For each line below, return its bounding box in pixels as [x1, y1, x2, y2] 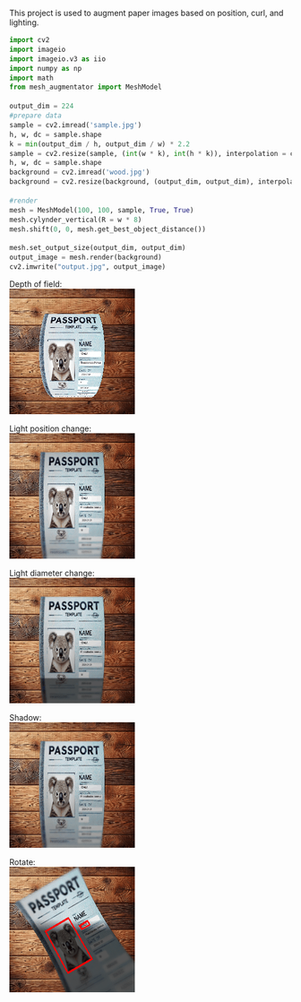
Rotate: [9, 856, 36, 868]
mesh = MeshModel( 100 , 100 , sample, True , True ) [9, 205, 194, 214]
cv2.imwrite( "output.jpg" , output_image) [9, 263, 167, 272]
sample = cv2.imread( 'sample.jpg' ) [9, 120, 142, 129]
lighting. [9, 17, 39, 28]
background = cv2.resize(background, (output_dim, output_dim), [9, 177, 254, 186]
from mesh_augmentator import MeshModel [9, 82, 163, 92]
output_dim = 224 [9, 102, 74, 111]
